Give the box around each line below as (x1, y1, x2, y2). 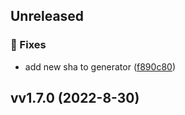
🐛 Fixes (10, 38, 47, 52)
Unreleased (10, 8, 85, 25)
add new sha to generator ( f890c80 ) (24, 60, 176, 73)
